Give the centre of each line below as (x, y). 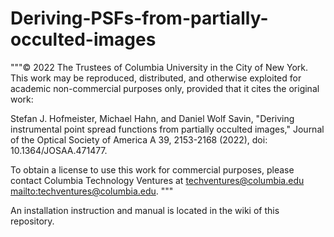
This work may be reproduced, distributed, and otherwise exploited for (156, 78)
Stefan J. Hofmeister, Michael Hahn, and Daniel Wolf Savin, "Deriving (152, 118)
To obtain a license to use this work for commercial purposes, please (152, 169)
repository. (32, 221)
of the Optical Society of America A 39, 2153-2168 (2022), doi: (139, 139)
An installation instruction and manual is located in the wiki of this (145, 210)
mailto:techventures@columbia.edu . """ (92, 191)
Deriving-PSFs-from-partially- (139, 18)
